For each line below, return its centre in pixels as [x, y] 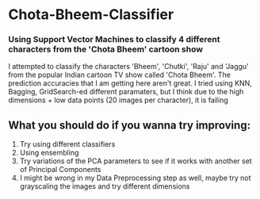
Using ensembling [49, 153]
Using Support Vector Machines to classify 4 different [114, 40]
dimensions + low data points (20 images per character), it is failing [118, 100]
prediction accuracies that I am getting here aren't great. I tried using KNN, [130, 83]
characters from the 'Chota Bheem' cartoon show [106, 49]
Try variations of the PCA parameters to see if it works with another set [136, 161]
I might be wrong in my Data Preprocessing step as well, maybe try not [135, 178]
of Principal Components [60, 170]
